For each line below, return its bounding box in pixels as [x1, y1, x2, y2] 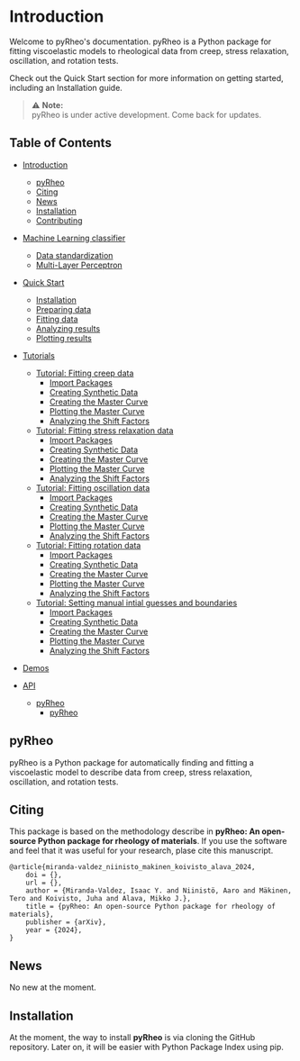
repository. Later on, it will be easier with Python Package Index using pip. [9, 1042, 284, 1052]
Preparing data [35, 304, 92, 314]
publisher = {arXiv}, [25, 918, 106, 927]
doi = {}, [25, 871, 63, 880]
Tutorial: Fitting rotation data [35, 540, 141, 550]
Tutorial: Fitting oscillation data [35, 482, 150, 493]
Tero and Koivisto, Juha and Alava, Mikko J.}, [9, 894, 192, 903]
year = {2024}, [25, 926, 83, 935]
